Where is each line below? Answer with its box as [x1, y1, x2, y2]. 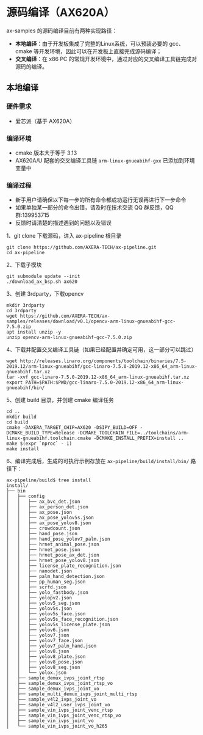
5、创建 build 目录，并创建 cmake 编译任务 [6, 397, 114, 404]
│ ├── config [6, 493, 45, 500]
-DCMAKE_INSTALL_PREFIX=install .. [93, 435, 184, 442]
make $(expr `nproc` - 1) [6, 441, 72, 447]
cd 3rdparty [6, 308, 37, 314]
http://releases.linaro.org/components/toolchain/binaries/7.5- [20, 358, 187, 364]
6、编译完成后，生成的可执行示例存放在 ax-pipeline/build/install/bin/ [6, 458, 190, 465]
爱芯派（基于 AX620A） [15, 117, 76, 125]
